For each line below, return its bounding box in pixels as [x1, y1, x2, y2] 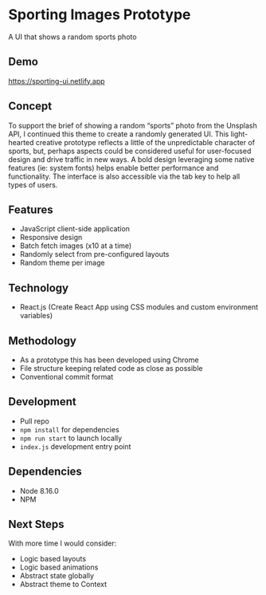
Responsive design [19, 233, 83, 242]
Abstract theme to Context [19, 580, 108, 589]
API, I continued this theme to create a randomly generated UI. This [8, 129, 229, 139]
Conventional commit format [19, 372, 114, 381]
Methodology [8, 333, 77, 348]
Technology [8, 281, 69, 294]
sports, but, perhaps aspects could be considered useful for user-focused [8, 146, 252, 156]
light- [230, 129, 248, 139]
